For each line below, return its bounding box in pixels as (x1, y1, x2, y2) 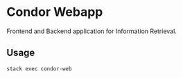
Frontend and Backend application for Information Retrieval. (6, 27, 177, 35)
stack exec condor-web (6, 65, 72, 72)
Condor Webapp (6, 4, 103, 20)
